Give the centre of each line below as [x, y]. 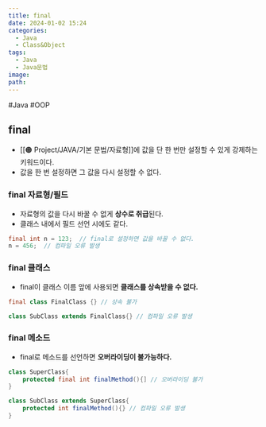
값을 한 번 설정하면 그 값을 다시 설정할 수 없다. [90, 173]
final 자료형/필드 [39, 195]
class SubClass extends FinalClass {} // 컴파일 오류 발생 [100, 316]
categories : [28, 30]
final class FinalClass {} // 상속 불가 [73, 302]
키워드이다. [37, 162]
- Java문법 [32, 68]
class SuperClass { [39, 372]
